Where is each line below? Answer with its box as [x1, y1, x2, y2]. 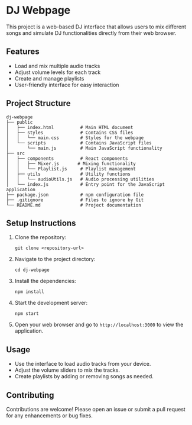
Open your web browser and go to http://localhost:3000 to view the [14, 321, 184, 329]
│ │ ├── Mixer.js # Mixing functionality [6, 160, 136, 166]
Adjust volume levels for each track [14, 69, 101, 76]
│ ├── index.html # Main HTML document [6, 124, 134, 130]
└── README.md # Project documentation [6, 202, 142, 208]
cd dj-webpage [14, 267, 50, 273]
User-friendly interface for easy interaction [14, 81, 119, 88]
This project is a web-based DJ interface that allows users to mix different [6, 23, 187, 30]
